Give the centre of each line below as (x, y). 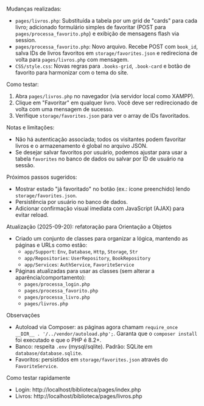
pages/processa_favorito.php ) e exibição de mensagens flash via (97, 34)
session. (26, 40)
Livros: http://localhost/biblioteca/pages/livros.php (79, 396)
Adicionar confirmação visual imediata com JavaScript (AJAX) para (100, 208)
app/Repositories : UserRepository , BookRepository (87, 258)
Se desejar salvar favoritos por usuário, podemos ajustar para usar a (101, 152)
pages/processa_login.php (57, 285)
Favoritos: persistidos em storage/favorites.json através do (92, 359)
